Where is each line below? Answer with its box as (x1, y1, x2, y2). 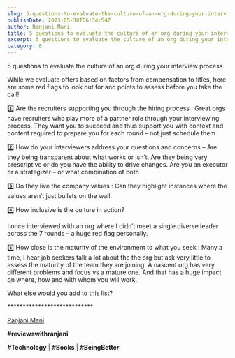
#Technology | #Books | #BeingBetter (7, 343, 120, 351)
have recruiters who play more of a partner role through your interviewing (7, 114, 220, 122)
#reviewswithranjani (7, 329, 69, 338)
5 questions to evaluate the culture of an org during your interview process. (7, 62, 225, 70)
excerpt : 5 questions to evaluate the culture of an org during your (7, 36, 215, 43)
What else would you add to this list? (7, 289, 113, 297)
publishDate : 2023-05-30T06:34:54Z (7, 17, 111, 24)
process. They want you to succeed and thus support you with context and (7, 121, 224, 130)
